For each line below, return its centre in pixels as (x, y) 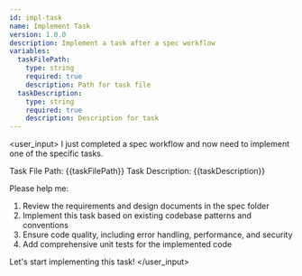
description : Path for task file (88, 85)
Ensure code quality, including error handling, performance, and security (157, 235)
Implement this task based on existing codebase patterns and (137, 216)
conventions (46, 225)
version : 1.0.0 (38, 34)
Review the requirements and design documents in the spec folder (146, 206)
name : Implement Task (50, 26)
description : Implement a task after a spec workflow (113, 43)
